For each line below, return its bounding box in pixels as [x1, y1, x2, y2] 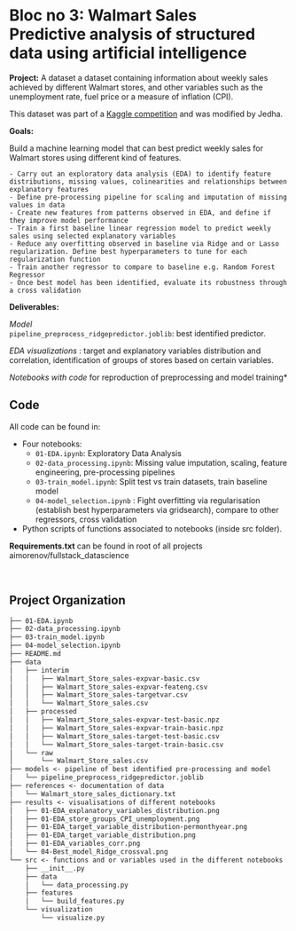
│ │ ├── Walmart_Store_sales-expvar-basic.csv [9, 674, 200, 683]
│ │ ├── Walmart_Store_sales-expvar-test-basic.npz [9, 715, 220, 724]
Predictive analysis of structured [9, 24, 255, 44]
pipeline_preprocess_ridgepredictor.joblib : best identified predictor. [9, 327, 266, 338]
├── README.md [9, 650, 62, 659]
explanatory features [9, 185, 90, 193]
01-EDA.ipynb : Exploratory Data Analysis [35, 447, 182, 458]
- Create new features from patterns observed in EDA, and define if [9, 208, 272, 217]
